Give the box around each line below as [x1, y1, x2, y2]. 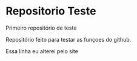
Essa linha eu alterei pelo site [5, 47, 78, 55]
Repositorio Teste [5, 4, 96, 18]
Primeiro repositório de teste [5, 24, 77, 31]
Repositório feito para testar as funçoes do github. [5, 36, 132, 43]
